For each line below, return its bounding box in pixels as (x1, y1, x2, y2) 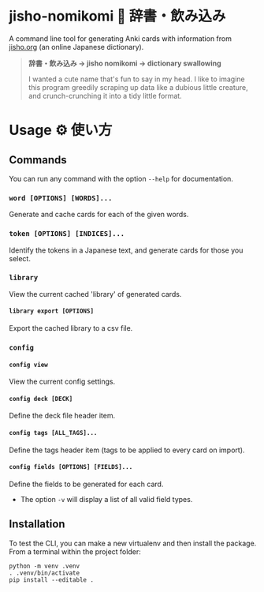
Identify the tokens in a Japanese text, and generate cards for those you (9, 245, 244, 255)
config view (9, 361, 48, 369)
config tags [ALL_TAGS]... (9, 429, 98, 437)
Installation (9, 518, 65, 531)
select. (9, 253, 31, 263)
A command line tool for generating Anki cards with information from (9, 33, 232, 43)
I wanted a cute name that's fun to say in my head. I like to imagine (28, 74, 245, 84)
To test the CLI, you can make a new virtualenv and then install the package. (9, 538, 257, 548)
